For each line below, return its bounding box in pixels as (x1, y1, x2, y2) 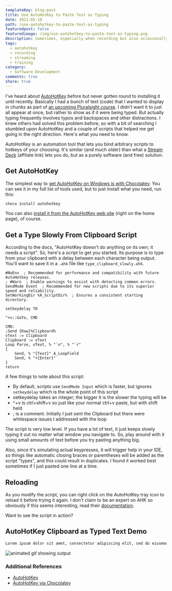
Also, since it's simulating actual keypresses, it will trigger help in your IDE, (5, 447, 163, 453)
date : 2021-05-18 (5, 17, 42, 22)
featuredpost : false (5, 27, 50, 32)
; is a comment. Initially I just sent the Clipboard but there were (12, 411, 145, 417)
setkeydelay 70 (5, 306, 38, 311)
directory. (5, 298, 29, 303)
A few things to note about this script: (5, 373, 84, 379)
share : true (5, 79, 31, 84)
